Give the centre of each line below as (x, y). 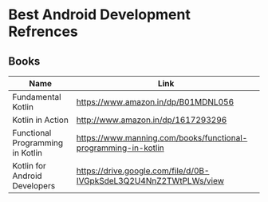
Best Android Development (100, 15)
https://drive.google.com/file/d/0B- (143, 171)
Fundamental (37, 97)
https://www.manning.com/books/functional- (162, 138)
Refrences (43, 32)
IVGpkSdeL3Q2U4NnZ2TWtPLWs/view (150, 181)
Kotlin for (29, 166)
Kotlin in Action (41, 120)
